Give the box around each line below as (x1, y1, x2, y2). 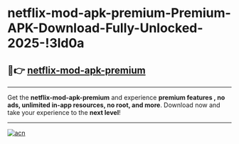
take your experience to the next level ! (7, 109, 121, 116)
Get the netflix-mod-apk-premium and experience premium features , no (7, 94, 225, 101)
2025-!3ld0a (7, 35, 85, 51)
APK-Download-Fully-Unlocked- (7, 20, 203, 36)
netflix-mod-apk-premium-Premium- (7, 5, 231, 21)
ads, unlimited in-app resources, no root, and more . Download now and (7, 101, 221, 109)
